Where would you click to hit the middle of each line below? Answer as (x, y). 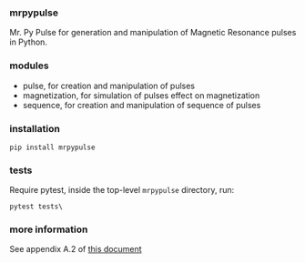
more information (49, 229)
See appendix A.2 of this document (76, 249)
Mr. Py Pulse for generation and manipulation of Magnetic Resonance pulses (153, 33)
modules (29, 66)
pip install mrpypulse (52, 147)
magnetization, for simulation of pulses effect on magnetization (141, 95)
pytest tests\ (36, 207)
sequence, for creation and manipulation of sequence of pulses (142, 105)
